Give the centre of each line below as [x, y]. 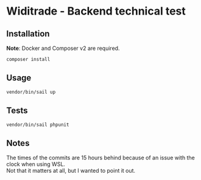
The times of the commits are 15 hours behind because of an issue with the [100, 158]
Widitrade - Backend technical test [96, 11]
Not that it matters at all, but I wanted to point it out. [71, 171]
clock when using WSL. [36, 164]
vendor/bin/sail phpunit [38, 125]
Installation [28, 34]
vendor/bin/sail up [31, 92]
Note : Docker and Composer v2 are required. [63, 48]
